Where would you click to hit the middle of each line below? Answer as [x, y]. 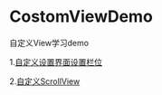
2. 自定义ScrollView [45, 81]
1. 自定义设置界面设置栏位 [56, 62]
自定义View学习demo [49, 43]
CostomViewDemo [81, 17]
